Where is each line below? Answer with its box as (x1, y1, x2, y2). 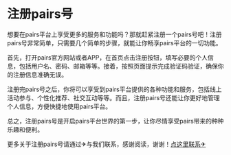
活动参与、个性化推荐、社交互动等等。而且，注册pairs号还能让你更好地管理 (7, 93, 220, 102)
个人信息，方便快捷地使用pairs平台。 (7, 102, 112, 110)
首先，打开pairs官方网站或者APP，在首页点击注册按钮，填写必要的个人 (7, 53, 208, 62)
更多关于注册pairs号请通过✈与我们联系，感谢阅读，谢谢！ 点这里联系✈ (7, 140, 206, 148)
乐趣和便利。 (7, 125, 43, 134)
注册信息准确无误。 (12, 70, 67, 79)
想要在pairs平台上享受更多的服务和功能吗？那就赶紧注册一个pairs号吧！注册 (7, 30, 222, 38)
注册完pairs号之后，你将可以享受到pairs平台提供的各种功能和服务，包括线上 (7, 85, 222, 93)
